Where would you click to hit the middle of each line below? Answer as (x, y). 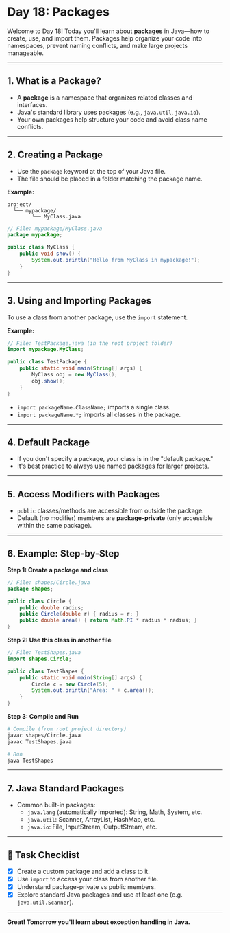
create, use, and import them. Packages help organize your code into (105, 38)
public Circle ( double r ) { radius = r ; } (79, 614)
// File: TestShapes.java (44, 653)
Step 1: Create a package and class (57, 570)
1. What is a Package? (54, 81)
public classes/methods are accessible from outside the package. (110, 511)
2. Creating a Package (55, 155)
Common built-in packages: (56, 805)
